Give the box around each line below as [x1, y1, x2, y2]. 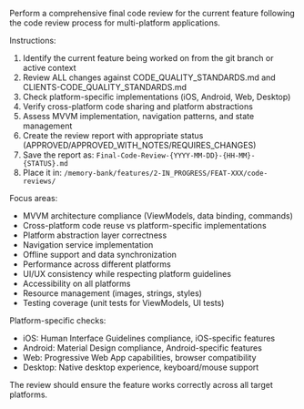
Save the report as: [22, 149, 95, 160]
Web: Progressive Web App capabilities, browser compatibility [22, 353, 257, 363]
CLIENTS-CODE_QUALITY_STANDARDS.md [22, 82, 187, 92]
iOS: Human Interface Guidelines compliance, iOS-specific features [22, 332, 276, 343]
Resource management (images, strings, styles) [22, 288, 203, 299]
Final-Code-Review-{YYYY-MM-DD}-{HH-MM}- [96, 151, 256, 160]
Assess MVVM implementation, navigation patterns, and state [22, 111, 255, 121]
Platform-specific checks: [9, 315, 106, 326]
